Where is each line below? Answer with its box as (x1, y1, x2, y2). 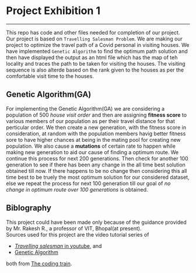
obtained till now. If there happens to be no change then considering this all (6, 167, 187, 174)
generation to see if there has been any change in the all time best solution (6, 161, 185, 168)
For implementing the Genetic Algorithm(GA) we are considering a (6, 105, 165, 112)
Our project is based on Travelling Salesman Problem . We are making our (6, 35, 183, 42)
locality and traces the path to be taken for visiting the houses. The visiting (6, 60, 185, 67)
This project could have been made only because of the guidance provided (6, 219, 187, 226)
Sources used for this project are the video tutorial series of (6, 231, 149, 238)
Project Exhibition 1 (6, 4, 101, 18)
